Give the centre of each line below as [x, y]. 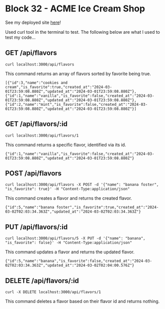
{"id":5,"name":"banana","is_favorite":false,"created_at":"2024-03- [79, 261]
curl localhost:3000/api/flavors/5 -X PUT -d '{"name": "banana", [75, 238]
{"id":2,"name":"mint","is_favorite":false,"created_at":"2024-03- [77, 104]
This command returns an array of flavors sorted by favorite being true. [78, 74]
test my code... [20, 37]
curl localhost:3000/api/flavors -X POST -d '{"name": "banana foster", [82, 185]
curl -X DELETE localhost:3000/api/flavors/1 [53, 292]
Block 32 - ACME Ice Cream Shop [75, 9]
